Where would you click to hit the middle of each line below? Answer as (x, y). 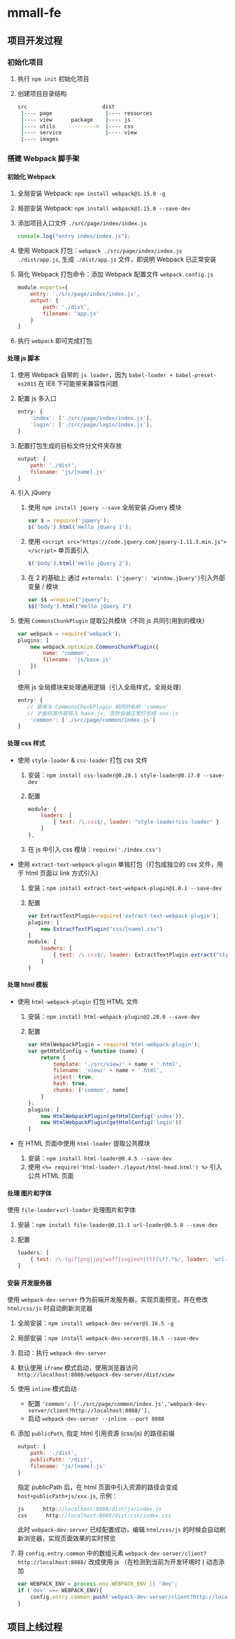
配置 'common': (49, 1404)
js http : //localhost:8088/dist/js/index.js (90, 1509)
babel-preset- (196, 376)
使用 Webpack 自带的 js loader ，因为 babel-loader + (95, 375)
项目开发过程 (35, 40)
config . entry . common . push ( (70, 1597)
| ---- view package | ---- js (76, 120)
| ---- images (40, 139)
